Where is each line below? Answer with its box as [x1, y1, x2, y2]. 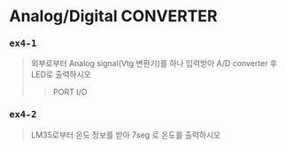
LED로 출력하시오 [30, 69, 91, 80]
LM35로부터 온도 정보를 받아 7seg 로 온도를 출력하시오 [30, 130, 221, 140]
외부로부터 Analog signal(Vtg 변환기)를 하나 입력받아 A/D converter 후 [30, 58, 277, 69]
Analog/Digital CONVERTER [9, 6, 218, 26]
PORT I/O [52, 86, 88, 98]
